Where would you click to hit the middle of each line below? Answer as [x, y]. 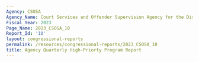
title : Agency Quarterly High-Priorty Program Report [74, 50]
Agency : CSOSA [24, 12]
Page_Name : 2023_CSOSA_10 [38, 28]
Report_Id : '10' [26, 34]
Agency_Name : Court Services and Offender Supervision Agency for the [95, 17]
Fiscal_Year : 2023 [29, 22]
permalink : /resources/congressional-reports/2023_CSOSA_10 [82, 45]
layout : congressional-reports [45, 39]
